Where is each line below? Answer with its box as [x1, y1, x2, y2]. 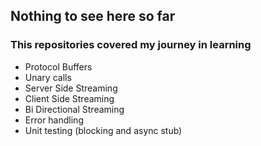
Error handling [24, 114, 84, 126]
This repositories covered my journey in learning [10, 38, 252, 52]
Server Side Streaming [24, 82, 118, 94]
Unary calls [24, 71, 72, 83]
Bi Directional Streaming [24, 103, 125, 115]
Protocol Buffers [24, 60, 93, 73]
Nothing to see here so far [10, 8, 176, 25]
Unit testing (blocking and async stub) [24, 124, 183, 136]
